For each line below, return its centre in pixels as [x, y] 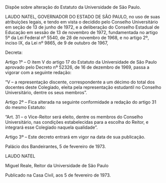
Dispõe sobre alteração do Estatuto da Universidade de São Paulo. [73, 7]
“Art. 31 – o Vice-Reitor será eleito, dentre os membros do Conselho [74, 117]
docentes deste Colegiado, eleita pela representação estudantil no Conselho [83, 87]
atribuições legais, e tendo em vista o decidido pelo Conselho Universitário [82, 22]
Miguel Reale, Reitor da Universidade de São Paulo [57, 165]
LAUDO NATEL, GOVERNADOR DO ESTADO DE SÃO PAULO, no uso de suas [83, 17]
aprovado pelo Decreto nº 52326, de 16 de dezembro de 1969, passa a [77, 67]
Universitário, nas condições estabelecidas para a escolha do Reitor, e [77, 122]
